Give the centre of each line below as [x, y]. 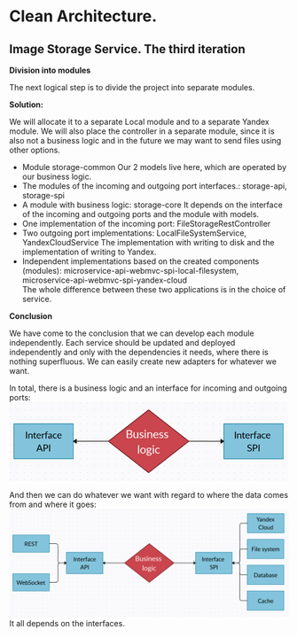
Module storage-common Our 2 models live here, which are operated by [154, 167]
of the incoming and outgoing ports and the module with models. [141, 214]
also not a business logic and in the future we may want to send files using [145, 140]
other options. [35, 150]
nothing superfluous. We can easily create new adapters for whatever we [143, 361]
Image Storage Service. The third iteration [127, 49]
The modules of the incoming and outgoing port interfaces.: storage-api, [155, 186]
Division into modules [50, 70]
